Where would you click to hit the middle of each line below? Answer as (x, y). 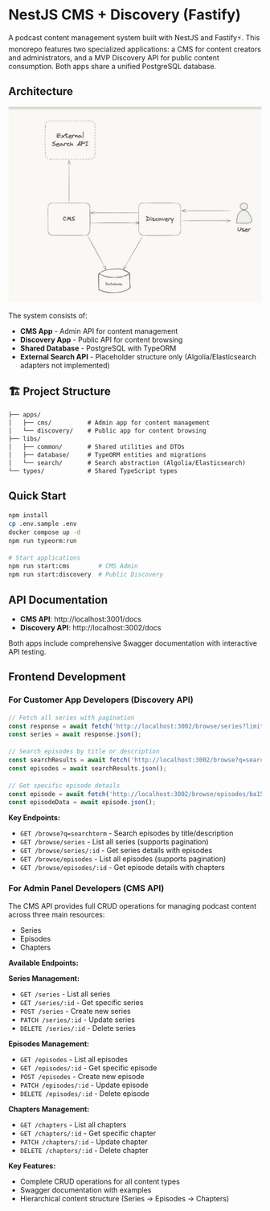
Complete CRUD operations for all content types (100, 1181)
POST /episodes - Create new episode (82, 1076)
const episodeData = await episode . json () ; (82, 803)
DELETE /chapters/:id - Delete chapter (84, 1150)
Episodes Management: (49, 1044)
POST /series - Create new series (75, 1011)
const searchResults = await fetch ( (70, 760)
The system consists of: (48, 315)
